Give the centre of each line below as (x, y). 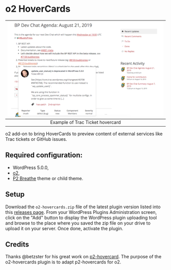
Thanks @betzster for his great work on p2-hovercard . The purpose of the (83, 257)
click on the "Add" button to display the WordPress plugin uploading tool (81, 217)
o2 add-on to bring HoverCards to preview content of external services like (84, 134)
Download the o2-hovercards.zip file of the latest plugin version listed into (83, 207)
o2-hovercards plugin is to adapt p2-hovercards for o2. (63, 262)
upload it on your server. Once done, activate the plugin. (64, 228)
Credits (17, 244)
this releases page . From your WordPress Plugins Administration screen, (81, 212)
